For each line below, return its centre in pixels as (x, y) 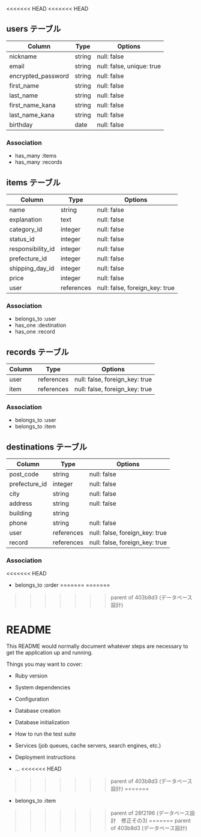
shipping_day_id (32, 268)
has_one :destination (40, 325)
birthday (21, 124)
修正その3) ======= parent (156, 821)
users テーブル (34, 29)
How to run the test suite (45, 734)
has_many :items (36, 156)
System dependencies (43, 688)
